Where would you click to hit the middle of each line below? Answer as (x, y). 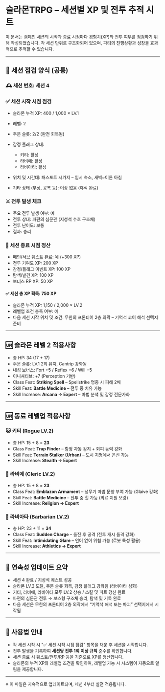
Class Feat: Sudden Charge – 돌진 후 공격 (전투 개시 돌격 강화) (74, 535)
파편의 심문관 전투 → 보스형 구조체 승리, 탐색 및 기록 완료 (67, 598)
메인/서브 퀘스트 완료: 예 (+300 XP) (47, 257)
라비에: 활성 (31, 161)
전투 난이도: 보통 (28, 225)
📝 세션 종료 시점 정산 (28, 245)
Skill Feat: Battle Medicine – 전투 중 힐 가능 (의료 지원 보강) (71, 498)
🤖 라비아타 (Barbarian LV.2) (37, 517)
